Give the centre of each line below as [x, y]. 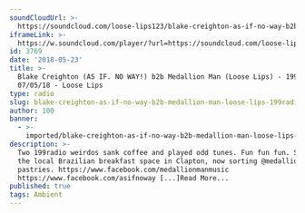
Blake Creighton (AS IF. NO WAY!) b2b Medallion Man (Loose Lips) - [150, 77]
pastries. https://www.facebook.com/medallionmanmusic [123, 169]
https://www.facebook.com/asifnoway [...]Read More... [123, 178]
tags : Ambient [36, 195]
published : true [40, 187]
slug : [20, 102]
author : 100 [32, 111]
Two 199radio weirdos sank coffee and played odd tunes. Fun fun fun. [154, 152]
